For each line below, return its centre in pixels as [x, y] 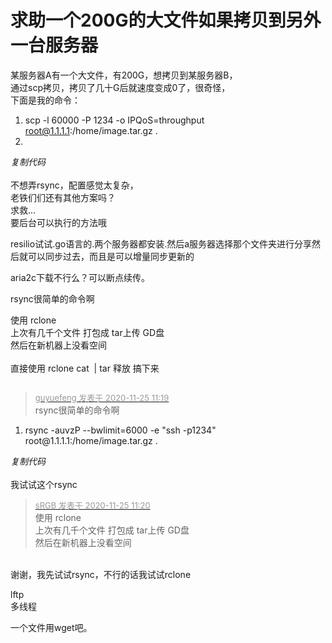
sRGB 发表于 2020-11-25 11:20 [92, 505]
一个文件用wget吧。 [51, 627]
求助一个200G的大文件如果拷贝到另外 [166, 20]
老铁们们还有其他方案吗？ [63, 197]
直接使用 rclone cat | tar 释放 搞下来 [85, 368]
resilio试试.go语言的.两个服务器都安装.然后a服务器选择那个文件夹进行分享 [161, 243]
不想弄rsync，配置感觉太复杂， [74, 185]
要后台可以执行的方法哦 [58, 222]
